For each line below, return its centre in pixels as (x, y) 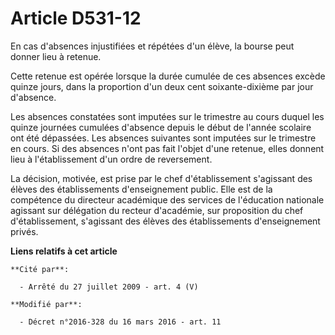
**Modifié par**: (46, 304)
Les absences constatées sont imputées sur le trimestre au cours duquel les (167, 116)
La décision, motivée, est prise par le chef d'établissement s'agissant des (161, 178)
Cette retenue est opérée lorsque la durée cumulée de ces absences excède (168, 76)
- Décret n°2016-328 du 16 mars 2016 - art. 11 (120, 322)
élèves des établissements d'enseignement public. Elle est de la (141, 189)
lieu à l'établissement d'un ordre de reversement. (111, 159)
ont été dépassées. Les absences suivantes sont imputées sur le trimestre (163, 138)
